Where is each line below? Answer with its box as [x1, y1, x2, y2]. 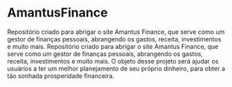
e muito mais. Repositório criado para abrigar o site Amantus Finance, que [7, 42, 219, 50]
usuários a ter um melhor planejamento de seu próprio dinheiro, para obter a [7, 64, 225, 72]
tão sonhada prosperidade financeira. [7, 71, 115, 80]
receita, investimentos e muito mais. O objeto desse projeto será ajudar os [7, 57, 219, 65]
